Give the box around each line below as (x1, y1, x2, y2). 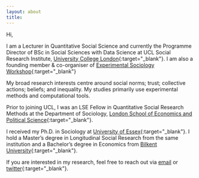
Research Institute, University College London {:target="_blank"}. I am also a (6, 55, 193, 62)
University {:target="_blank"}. (6, 147, 78, 154)
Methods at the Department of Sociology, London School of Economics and (6, 110, 192, 117)
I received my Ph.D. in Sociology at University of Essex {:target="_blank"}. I (6, 128, 190, 135)
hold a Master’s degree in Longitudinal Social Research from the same (6, 134, 179, 141)
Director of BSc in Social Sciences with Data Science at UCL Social (6, 48, 172, 56)
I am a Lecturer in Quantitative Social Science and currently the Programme (6, 42, 192, 50)
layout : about (6, 8, 42, 15)
